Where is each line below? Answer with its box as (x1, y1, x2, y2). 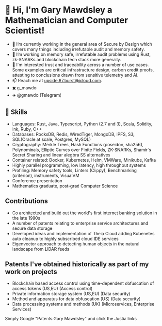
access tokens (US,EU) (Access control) (12, 286, 93, 292)
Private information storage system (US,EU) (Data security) (12, 291, 130, 297)
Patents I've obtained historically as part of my (5, 260, 149, 268)
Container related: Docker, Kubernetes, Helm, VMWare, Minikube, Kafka (12, 157, 156, 163)
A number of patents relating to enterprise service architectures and (12, 220, 148, 226)
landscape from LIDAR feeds (12, 246, 69, 252)
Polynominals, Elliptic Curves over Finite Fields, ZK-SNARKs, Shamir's (12, 147, 151, 153)
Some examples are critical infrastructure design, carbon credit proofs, (12, 67, 154, 72)
